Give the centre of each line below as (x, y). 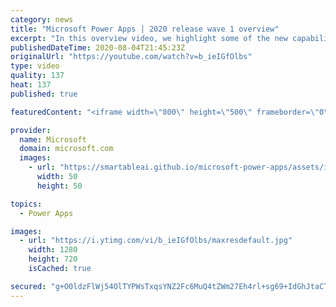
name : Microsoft (53, 139)
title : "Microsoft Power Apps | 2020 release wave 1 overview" (145, 29)
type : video (35, 66)
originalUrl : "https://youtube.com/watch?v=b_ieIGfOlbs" (131, 57)
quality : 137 (37, 76)
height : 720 (53, 259)
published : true (44, 94)
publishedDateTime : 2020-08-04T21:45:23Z (98, 47)
